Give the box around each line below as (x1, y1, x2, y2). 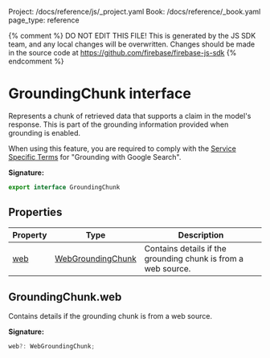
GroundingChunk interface (8, 84, 191, 103)
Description (178, 229, 224, 240)
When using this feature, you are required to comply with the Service (8, 144, 237, 153)
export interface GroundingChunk (8, 183, 121, 191)
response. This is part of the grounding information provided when (8, 120, 229, 129)
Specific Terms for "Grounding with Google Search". (8, 152, 182, 161)
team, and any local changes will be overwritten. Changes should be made (8, 39, 256, 49)
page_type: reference (8, 15, 80, 25)
